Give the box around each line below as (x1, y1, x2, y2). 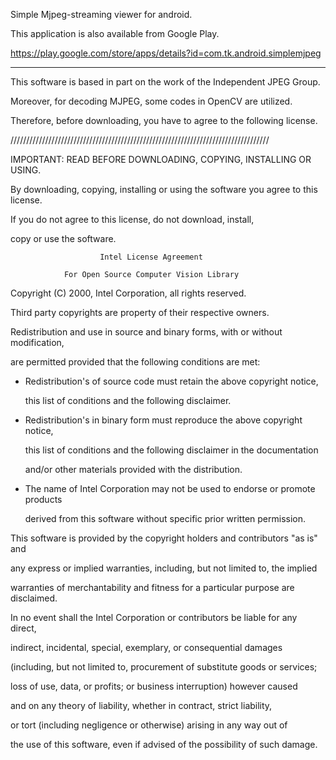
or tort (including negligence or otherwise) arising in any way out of (10, 719, 288, 731)
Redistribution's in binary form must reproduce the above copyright (24, 414, 303, 426)
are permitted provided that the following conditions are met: (10, 356, 261, 368)
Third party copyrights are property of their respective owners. (10, 307, 270, 318)
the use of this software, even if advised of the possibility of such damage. (10, 739, 318, 750)
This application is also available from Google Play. (10, 28, 220, 39)
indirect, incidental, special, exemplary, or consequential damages (10, 642, 283, 653)
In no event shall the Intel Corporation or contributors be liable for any (10, 612, 298, 623)
